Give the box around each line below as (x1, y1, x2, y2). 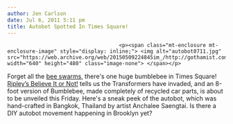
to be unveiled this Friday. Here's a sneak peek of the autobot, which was (7, 94, 217, 103)
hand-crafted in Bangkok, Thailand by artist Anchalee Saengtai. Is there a (7, 102, 216, 110)
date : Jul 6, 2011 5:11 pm (7, 17, 85, 24)
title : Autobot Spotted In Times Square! (7, 23, 129, 30)
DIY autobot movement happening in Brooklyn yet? (7, 109, 153, 118)
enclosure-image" (7, 48, 58, 55)
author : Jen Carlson (7, 10, 67, 17)
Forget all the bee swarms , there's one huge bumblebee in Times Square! (7, 72, 217, 80)
